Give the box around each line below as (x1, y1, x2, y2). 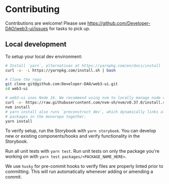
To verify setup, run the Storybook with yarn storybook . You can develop (5, 128, 156, 134)
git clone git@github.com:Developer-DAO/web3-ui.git (5, 81, 118, 86)
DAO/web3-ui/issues (5, 25, 48, 31)
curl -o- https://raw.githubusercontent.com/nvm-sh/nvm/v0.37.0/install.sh (5, 100, 167, 105)
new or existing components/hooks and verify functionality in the (5, 133, 140, 139)
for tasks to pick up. (49, 25, 91, 31)
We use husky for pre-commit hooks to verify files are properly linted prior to (5, 163, 163, 169)
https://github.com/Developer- (87, 20, 151, 26)
